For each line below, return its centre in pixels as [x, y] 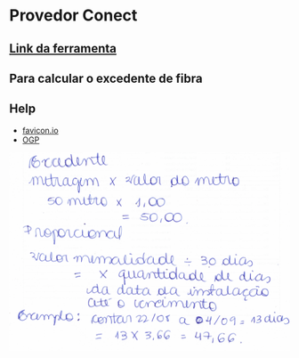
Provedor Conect [73, 16]
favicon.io [40, 130]
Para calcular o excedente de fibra [106, 78]
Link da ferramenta [63, 49]
